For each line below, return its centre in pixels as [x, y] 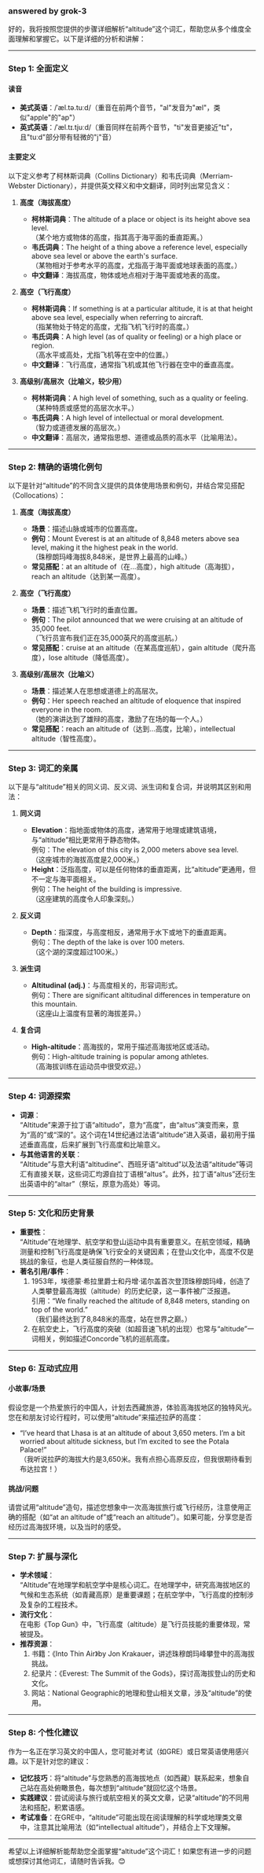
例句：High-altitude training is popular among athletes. [120, 1057]
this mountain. [54, 1004]
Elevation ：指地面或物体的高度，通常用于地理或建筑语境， [126, 830]
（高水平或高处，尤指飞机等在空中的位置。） [102, 355]
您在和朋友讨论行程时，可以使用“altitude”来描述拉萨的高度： [106, 1417]
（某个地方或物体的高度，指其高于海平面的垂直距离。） [119, 237]
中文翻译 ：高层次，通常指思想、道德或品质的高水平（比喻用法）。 [136, 437]
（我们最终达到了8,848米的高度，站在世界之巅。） [112, 1319]
